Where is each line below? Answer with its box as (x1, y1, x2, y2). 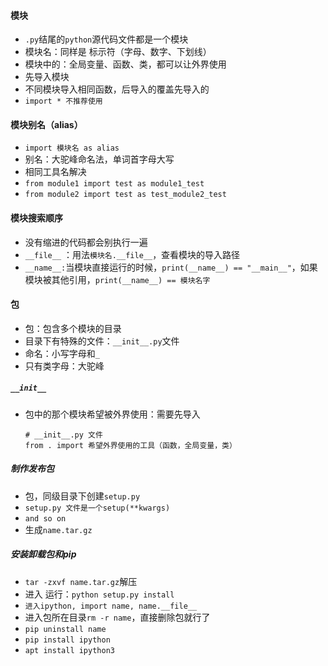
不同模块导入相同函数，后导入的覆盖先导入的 (24, 83, 210, 95)
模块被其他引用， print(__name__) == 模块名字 (24, 273, 211, 285)
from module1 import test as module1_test (24, 179, 205, 189)
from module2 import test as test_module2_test (24, 190, 227, 200)
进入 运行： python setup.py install (24, 588, 175, 600)
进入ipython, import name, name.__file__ (24, 601, 198, 611)
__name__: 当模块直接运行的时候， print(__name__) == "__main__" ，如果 (24, 261, 318, 273)
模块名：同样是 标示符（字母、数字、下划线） (24, 46, 212, 58)
